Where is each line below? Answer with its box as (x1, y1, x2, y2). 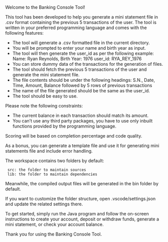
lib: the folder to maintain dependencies (7, 172, 98, 177)
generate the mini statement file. (12, 72, 80, 77)
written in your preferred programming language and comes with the (5, 25, 147, 31)
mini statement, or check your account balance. (5, 221, 104, 227)
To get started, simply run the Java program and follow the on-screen (5, 211, 149, 216)
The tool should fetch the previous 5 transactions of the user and (12, 66, 147, 72)
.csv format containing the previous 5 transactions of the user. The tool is (5, 20, 157, 25)
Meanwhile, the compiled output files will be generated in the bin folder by (5, 181, 159, 186)
